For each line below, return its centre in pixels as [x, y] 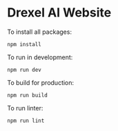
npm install [24, 44]
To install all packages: [40, 32]
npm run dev [24, 70]
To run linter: [25, 108]
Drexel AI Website [59, 13]
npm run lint [26, 121]
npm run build [28, 95]
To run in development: [40, 57]
